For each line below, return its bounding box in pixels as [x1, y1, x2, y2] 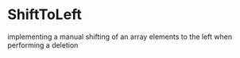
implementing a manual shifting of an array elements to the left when [7, 32, 232, 41]
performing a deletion [7, 40, 79, 49]
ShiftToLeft [7, 6, 83, 24]
